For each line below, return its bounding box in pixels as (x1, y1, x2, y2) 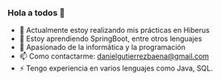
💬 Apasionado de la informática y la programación (19, 43, 186, 52)
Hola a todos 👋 (7, 7, 65, 18)
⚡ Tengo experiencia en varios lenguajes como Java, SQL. (19, 63, 213, 73)
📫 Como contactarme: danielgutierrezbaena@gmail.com (19, 51, 210, 61)
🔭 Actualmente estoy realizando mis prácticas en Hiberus (19, 26, 211, 35)
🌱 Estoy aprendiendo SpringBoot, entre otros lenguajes (19, 34, 202, 43)
